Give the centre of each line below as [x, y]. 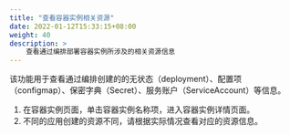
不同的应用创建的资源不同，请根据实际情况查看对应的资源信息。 [142, 121]
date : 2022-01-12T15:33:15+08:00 [73, 26]
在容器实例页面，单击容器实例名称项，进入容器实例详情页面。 [139, 109]
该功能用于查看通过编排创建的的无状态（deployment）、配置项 [125, 79]
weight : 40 [30, 35]
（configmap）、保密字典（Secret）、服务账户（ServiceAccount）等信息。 [148, 90]
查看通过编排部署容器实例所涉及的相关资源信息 [101, 52]
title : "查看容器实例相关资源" [62, 18]
